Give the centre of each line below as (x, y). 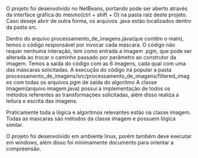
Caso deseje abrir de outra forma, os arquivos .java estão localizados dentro (99, 21)
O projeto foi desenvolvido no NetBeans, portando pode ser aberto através (97, 9)
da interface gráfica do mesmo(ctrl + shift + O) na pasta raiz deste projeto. (97, 15)
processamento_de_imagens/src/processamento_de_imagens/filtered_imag (98, 76)
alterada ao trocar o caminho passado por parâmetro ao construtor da (91, 57)
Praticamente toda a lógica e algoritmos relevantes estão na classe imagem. (99, 112)
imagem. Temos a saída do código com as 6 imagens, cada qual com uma (96, 63)
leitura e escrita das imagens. (42, 101)
